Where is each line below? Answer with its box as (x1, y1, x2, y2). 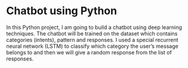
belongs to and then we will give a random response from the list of (6, 48, 172, 56)
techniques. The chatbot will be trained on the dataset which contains (6, 30, 178, 37)
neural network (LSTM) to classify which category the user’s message (6, 43, 179, 50)
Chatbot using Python (6, 4, 118, 18)
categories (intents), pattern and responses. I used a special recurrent (6, 36, 178, 43)
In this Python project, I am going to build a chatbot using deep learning (6, 24, 182, 31)
